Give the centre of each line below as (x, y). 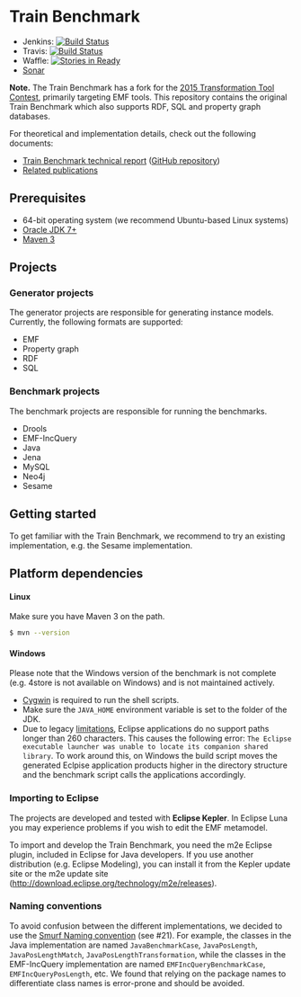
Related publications (60, 170)
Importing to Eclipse (54, 798)
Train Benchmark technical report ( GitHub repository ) (121, 160)
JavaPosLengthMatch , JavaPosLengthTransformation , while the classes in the (147, 954)
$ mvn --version (40, 633)
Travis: (35, 50)
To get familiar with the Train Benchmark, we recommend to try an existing (147, 536)
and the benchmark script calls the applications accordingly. (134, 775)
